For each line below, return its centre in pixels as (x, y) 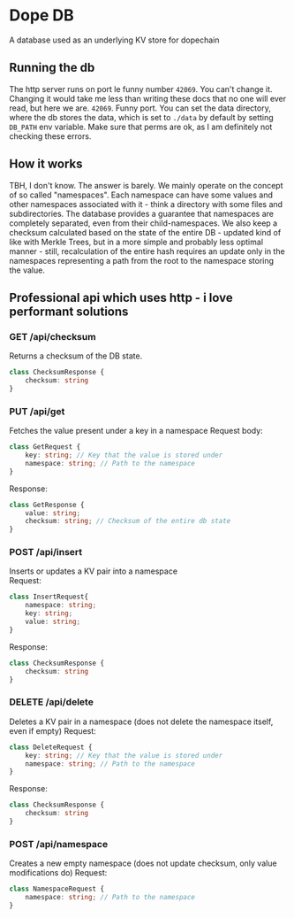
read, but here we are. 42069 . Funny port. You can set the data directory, (140, 108)
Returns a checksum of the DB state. (76, 356)
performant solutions (69, 311)
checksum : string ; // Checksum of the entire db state (128, 521)
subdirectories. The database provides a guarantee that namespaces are (141, 213)
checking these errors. (50, 136)
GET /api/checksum (53, 336)
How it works (46, 164)
